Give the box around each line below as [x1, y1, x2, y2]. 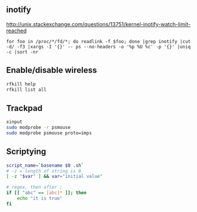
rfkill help [6, 81, 36, 87]
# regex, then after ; [6, 185, 63, 191]
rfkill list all [6, 87, 47, 93]
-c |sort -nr [6, 49, 39, 55]
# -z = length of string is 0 [6, 168, 82, 174]
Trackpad [6, 103, 43, 113]
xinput [6, 119, 23, 125]
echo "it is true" [17, 195, 63, 201]
